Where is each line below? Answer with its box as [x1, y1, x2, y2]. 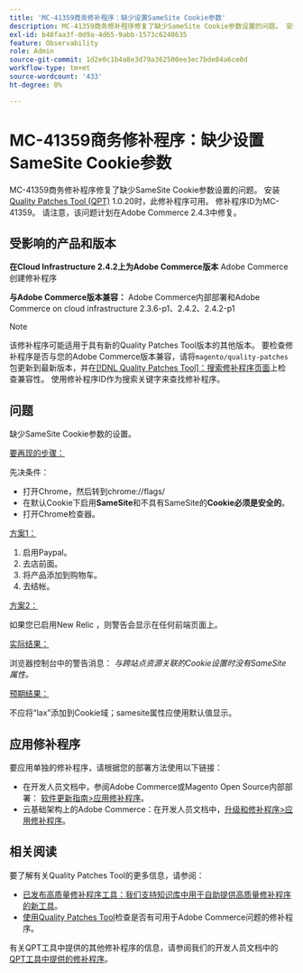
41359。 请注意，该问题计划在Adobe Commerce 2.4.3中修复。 [9, 207, 242, 218]
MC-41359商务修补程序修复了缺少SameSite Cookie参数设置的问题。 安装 [9, 184, 280, 195]
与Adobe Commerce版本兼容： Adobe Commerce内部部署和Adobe [9, 292, 260, 303]
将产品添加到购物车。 [22, 570, 102, 581]
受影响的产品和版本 [9, 236, 116, 251]
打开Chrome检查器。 [22, 509, 101, 519]
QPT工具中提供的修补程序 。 [9, 953, 113, 964]
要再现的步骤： [9, 448, 65, 459]
